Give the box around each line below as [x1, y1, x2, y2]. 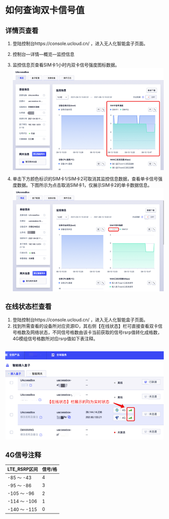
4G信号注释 [5, 451, 41, 459]
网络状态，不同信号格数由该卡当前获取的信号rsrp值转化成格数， [30, 329, 162, 335]
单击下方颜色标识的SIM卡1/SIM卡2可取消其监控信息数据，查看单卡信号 [12, 176, 158, 182]
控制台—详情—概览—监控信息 [12, 51, 74, 57]
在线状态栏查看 [5, 303, 52, 311]
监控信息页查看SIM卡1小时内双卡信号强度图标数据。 [12, 62, 120, 68]
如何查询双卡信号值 [5, 5, 85, 16]
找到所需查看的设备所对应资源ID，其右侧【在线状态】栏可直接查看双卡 [12, 323, 158, 329]
